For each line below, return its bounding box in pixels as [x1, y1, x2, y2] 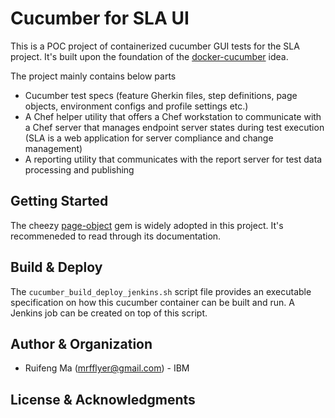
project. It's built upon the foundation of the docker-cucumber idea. [10, 50, 289, 62]
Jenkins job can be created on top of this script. [10, 307, 208, 319]
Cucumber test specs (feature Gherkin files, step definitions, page [24, 89, 298, 101]
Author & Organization [10, 335, 153, 352]
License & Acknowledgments [10, 391, 196, 408]
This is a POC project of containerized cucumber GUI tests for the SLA [10, 40, 300, 52]
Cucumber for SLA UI [10, 7, 190, 30]
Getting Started [10, 193, 109, 210]
